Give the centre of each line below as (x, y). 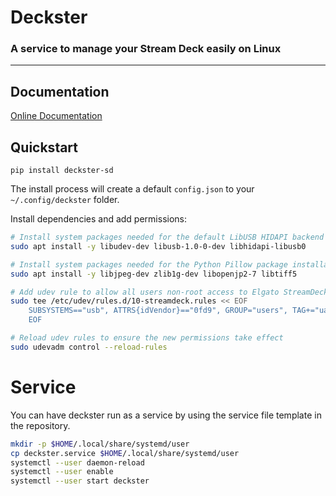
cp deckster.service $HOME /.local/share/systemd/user (125, 453)
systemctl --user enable (62, 472)
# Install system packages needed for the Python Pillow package (149, 264)
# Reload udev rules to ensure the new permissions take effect (147, 338)
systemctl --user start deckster (80, 481)
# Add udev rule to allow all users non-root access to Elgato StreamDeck (169, 292)
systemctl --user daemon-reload (77, 462)
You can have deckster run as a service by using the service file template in (166, 415)
